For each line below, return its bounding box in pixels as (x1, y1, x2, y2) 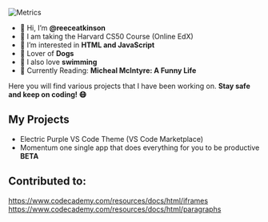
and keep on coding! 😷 (8, 90, 86, 99)
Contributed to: (8, 175, 86, 188)
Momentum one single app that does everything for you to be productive (19, 143, 260, 152)
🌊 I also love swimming (19, 57, 98, 67)
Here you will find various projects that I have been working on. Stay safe (8, 81, 250, 91)
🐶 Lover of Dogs (19, 49, 74, 58)
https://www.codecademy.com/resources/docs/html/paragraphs (8, 204, 222, 214)
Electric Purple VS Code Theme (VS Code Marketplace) (19, 134, 204, 143)
